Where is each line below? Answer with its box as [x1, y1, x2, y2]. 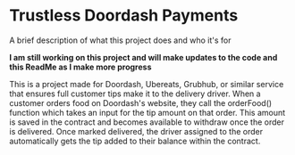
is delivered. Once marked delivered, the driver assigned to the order [9, 126, 264, 136]
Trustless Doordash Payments [9, 5, 239, 26]
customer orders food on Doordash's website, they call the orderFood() [9, 97, 273, 108]
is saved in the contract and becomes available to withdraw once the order [9, 117, 284, 127]
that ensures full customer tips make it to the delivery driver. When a [9, 88, 261, 99]
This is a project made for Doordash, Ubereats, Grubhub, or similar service [9, 78, 284, 89]
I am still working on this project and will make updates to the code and [9, 52, 278, 62]
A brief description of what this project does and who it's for [9, 35, 232, 45]
